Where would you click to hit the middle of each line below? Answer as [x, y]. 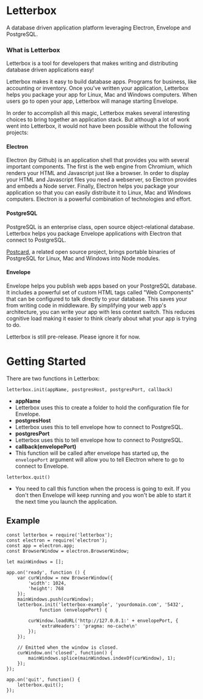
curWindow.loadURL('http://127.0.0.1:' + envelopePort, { [103, 621]
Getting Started [46, 361]
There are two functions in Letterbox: [53, 378]
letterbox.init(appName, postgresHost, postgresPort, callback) [90, 389]
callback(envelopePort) [46, 446]
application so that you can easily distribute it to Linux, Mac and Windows [99, 193]
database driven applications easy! [50, 70]
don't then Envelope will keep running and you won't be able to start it [103, 495]
